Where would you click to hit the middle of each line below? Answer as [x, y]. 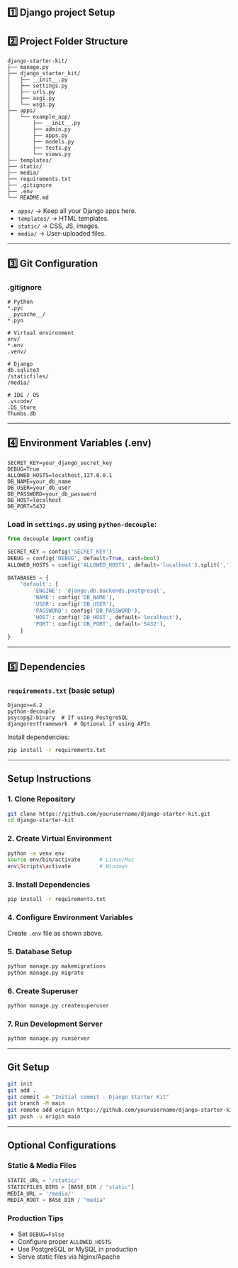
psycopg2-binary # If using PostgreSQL [68, 717]
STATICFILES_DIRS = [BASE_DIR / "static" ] [71, 1187]
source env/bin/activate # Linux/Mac [71, 860]
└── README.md [28, 198]
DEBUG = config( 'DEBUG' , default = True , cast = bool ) [84, 558]
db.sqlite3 [23, 370]
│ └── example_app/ [39, 117]
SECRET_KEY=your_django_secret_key [60, 463]
